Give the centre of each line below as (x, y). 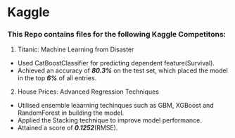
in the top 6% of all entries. (57, 78)
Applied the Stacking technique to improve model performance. (109, 120)
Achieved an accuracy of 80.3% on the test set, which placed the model (123, 70)
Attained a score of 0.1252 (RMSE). (68, 128)
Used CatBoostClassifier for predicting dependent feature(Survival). (116, 63)
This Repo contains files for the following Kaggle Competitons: (117, 34)
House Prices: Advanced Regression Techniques (88, 92)
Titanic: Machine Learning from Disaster (76, 49)
